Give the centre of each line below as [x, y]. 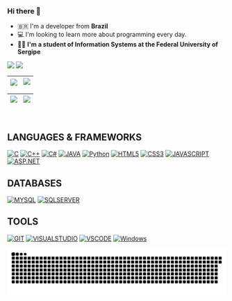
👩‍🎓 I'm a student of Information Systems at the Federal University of [118, 44]
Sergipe [29, 52]
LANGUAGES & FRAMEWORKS [75, 137]
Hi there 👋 [24, 11]
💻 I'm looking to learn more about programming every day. [102, 35]
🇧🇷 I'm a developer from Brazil [63, 26]
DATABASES [35, 183]
